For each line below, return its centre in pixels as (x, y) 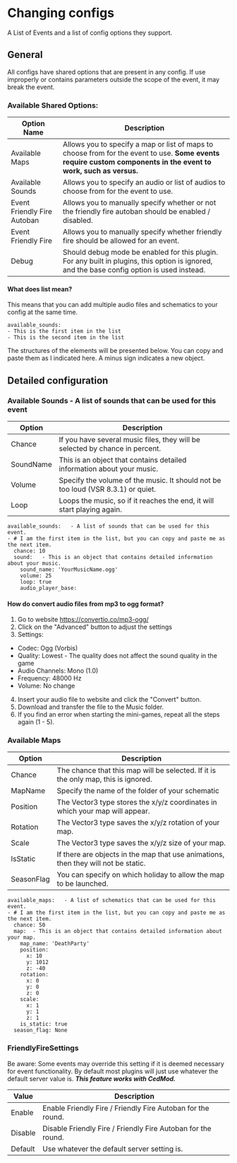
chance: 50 (30, 925)
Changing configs (61, 13)
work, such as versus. (101, 171)
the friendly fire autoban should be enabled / (136, 212)
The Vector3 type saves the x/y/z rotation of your (138, 823)
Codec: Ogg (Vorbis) (48, 648)
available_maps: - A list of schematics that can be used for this (112, 901)
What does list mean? (40, 289)
